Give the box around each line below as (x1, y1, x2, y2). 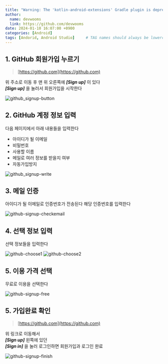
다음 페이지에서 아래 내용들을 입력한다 (5, 125, 79, 131)
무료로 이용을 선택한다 (5, 281, 48, 287)
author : (5, 12, 21, 17)
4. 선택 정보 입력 (5, 226, 52, 235)
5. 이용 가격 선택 (5, 266, 52, 275)
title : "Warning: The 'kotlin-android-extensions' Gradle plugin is (5, 7, 151, 13)
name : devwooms (9, 17, 41, 22)
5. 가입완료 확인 (5, 306, 51, 315)
